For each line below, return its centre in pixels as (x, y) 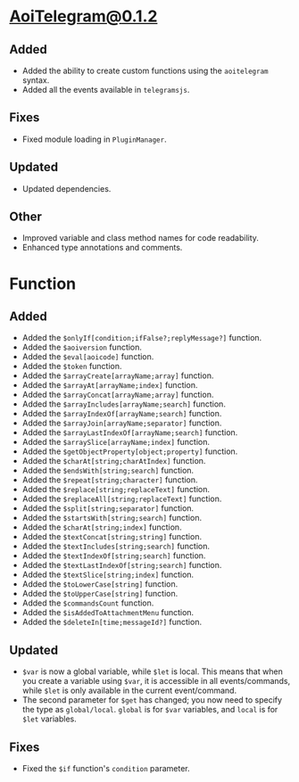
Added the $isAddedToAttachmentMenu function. (108, 613)
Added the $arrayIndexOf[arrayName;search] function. (122, 414)
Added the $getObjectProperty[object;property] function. (130, 451)
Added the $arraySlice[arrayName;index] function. (116, 442)
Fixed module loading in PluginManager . (94, 139)
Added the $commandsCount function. (88, 603)
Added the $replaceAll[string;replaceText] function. (122, 499)
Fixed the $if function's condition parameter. (106, 769)
